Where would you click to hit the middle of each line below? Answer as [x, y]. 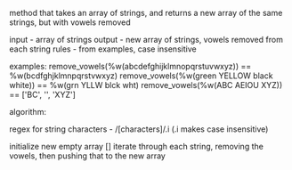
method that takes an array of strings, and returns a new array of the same [146, 13]
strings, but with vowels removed [70, 22]
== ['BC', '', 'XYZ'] [42, 94]
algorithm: [28, 112]
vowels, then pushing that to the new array [88, 156]
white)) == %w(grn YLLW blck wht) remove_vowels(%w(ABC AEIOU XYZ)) [146, 85]
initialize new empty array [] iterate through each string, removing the [137, 146]
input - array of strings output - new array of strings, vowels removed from [146, 40]
